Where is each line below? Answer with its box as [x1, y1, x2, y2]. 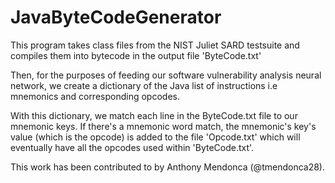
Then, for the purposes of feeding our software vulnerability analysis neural [10, 69, 322, 81]
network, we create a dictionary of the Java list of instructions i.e [10, 79, 278, 91]
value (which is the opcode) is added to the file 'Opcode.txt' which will [10, 131, 301, 143]
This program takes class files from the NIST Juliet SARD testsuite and [10, 39, 300, 51]
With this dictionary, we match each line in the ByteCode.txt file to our [10, 109, 298, 121]
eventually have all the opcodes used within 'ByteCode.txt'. [10, 141, 255, 153]
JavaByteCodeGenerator [10, 6, 222, 29]
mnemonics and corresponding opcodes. [10, 90, 180, 102]
